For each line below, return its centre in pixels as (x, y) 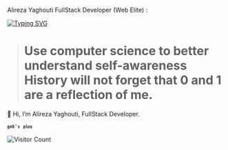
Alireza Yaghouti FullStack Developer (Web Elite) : (77, 10)
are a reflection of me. (88, 95)
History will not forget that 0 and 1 (123, 80)
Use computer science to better (116, 51)
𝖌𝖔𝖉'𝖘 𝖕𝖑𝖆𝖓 (20, 127)
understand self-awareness (105, 66)
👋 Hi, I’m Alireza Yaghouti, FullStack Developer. (73, 114)
